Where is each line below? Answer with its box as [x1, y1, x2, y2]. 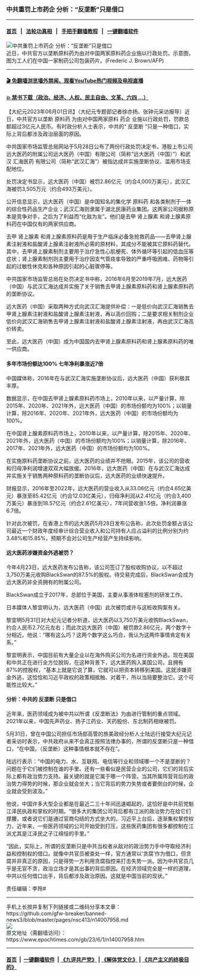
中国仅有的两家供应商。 [21, 220, 79, 227]
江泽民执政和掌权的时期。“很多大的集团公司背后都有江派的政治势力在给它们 [6, 808, 192, 815]
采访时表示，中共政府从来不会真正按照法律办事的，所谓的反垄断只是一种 [11, 737, 189, 744]
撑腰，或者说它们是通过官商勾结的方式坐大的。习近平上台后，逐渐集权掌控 [6, 815, 189, 822]
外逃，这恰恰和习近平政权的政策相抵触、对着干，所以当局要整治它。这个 [11, 674, 189, 681]
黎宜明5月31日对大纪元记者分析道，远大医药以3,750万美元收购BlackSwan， [6, 616, 192, 623]
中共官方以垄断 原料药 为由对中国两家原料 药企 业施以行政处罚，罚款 [16, 115, 185, 123]
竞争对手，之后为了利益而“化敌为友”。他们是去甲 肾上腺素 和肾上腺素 [16, 213, 186, 220]
